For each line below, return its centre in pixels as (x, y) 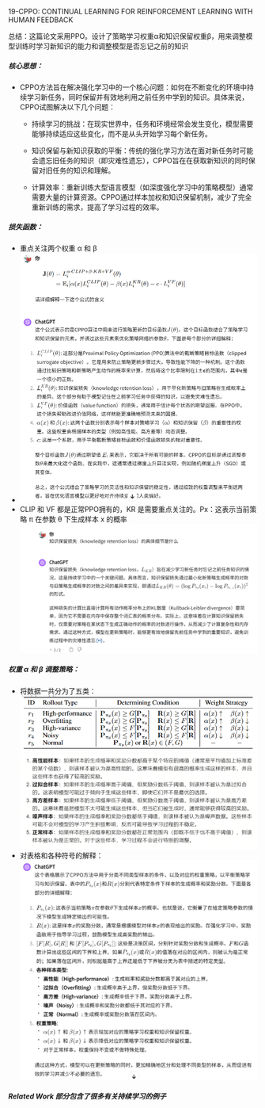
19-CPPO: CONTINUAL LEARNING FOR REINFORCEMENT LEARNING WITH (131, 11)
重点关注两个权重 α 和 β (58, 248)
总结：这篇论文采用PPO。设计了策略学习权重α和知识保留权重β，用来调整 (127, 36)
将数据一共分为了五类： (58, 691)
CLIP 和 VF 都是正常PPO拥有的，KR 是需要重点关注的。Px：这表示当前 (134, 510)
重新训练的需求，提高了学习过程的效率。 (97, 207)
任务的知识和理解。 (84, 170)
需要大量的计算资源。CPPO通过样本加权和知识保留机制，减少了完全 (142, 197)
